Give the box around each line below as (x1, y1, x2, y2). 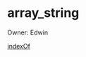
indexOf (7, 42, 30, 50)
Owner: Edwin (7, 28, 48, 37)
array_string (7, 5, 80, 21)
